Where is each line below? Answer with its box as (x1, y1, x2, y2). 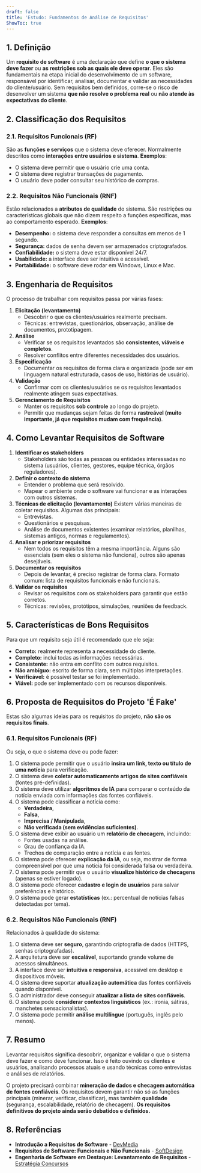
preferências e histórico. (14, 887, 76, 894)
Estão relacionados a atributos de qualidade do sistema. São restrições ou (6, 205, 192, 212)
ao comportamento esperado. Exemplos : (6, 218, 108, 226)
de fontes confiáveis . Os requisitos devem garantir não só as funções (6, 1088, 180, 1095)
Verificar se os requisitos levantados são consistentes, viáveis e (23, 338, 185, 346)
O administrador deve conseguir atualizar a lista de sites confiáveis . (14, 992, 186, 999)
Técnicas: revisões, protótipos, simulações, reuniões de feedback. (23, 602, 188, 610)
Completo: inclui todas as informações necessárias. (14, 654, 144, 661)
